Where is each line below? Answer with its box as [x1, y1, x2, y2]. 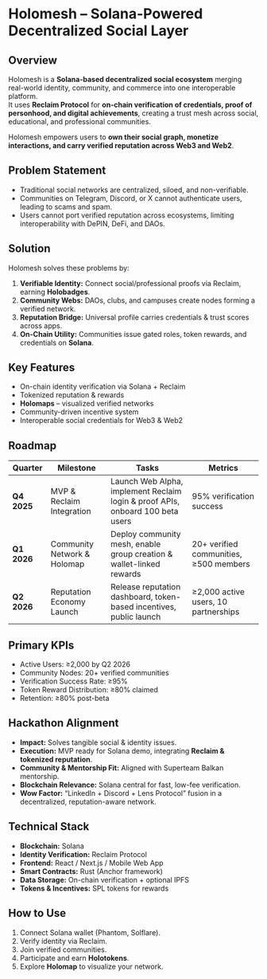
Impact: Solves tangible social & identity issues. [19, 738, 177, 747]
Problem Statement [8, 164, 106, 178]
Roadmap [8, 439, 57, 452]
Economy [50, 597, 86, 608]
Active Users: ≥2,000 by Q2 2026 [19, 660, 131, 669]
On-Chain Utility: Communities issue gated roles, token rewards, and [19, 329, 247, 339]
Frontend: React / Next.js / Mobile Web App [19, 858, 164, 867]
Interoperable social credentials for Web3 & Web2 [19, 416, 183, 425]
